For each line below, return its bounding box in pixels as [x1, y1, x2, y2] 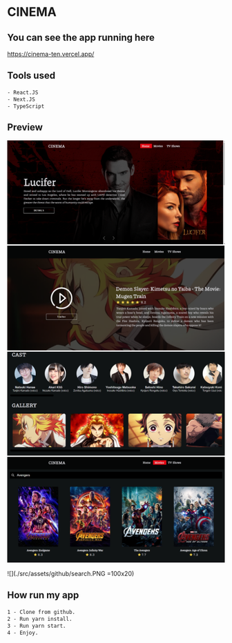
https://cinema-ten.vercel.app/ [7, 50, 95, 58]
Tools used [7, 70, 56, 81]
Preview [7, 121, 43, 133]
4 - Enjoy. [7, 629, 39, 636]
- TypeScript [7, 103, 45, 110]
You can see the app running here [7, 32, 155, 43]
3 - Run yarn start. [7, 622, 67, 629]
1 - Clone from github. [7, 609, 76, 615]
